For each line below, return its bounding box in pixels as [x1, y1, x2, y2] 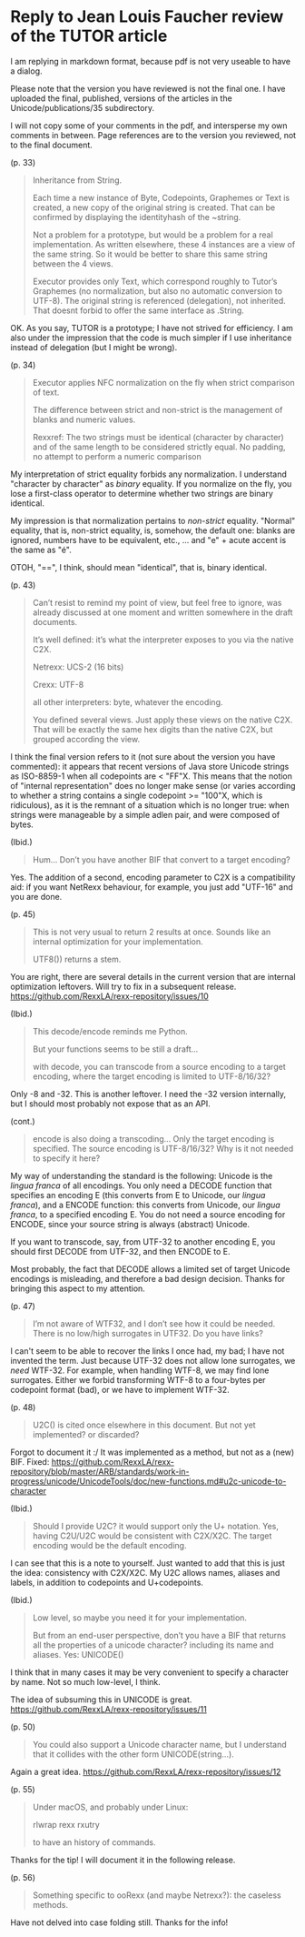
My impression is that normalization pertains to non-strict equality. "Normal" [10, 515, 296, 526]
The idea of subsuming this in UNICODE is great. [10, 1694, 192, 1705]
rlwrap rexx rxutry [32, 1819, 101, 1830]
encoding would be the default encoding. [32, 1539, 187, 1550]
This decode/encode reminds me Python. [32, 1025, 189, 1036]
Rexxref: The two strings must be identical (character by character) [32, 431, 284, 442]
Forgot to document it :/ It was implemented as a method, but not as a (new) [10, 1447, 295, 1458]
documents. [32, 616, 78, 627]
